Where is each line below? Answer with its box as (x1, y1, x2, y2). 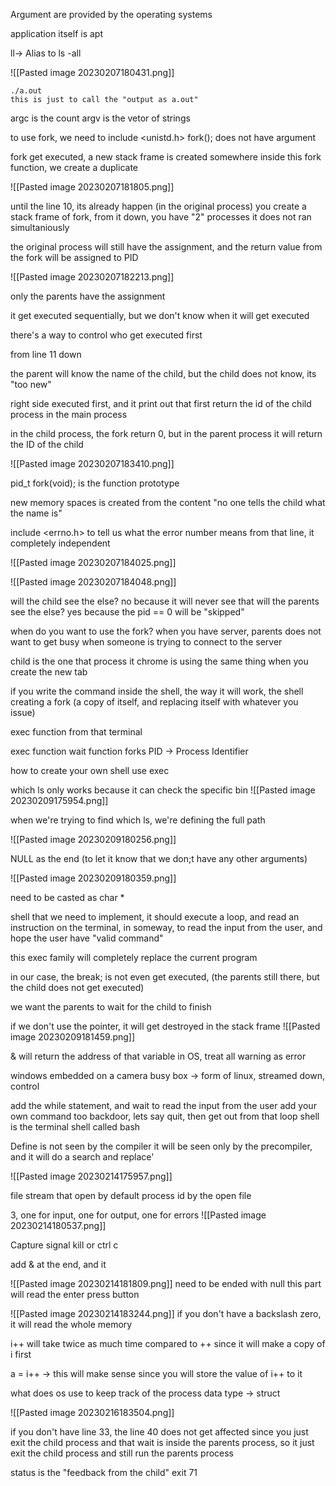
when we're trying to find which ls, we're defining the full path (10, 814, 266, 826)
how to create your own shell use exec (10, 765, 170, 776)
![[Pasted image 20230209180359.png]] (10, 872, 177, 884)
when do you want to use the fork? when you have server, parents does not (10, 625, 322, 637)
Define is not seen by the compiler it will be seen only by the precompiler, (10, 1140, 313, 1152)
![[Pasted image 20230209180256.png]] (10, 834, 177, 845)
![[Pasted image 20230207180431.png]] (10, 67, 175, 78)
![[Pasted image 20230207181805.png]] (10, 181, 175, 193)
